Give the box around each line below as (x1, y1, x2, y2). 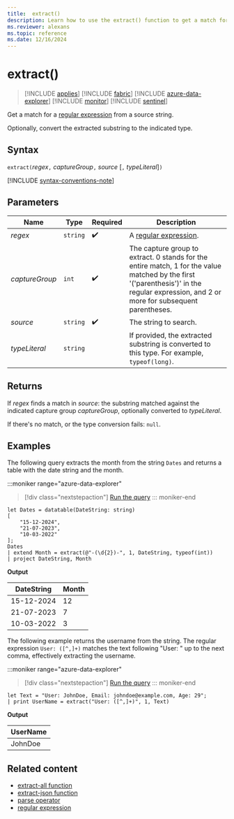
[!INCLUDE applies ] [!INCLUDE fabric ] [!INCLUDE (24, 89, 166, 98)
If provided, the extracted (129, 330, 212, 340)
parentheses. (129, 305, 173, 314)
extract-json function (17, 789, 78, 797)
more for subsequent (129, 296, 198, 305)
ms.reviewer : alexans (7, 23, 70, 30)
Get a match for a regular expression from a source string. (7, 110, 174, 119)
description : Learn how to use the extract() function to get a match (7, 17, 217, 24)
